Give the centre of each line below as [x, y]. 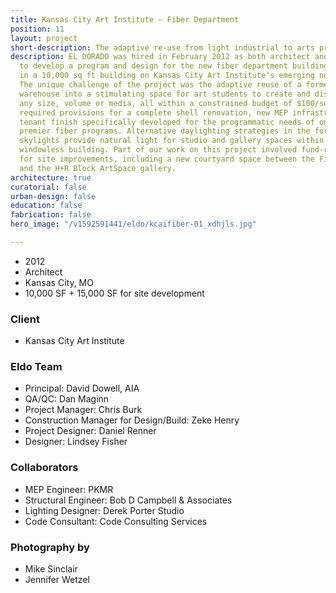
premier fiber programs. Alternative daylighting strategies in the [165, 131]
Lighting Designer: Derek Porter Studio [104, 510]
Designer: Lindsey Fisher [76, 442]
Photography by [50, 547]
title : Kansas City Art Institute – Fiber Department [125, 19]
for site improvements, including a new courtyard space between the [167, 159]
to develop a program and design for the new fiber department [153, 66]
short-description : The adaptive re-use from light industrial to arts [162, 47]
